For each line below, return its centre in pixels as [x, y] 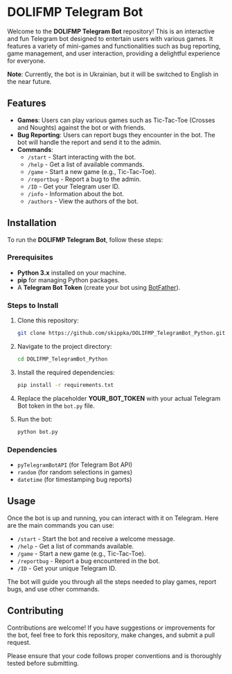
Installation [32, 223]
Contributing [35, 611]
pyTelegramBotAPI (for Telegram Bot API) [75, 465]
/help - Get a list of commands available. [75, 546]
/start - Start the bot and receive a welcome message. [96, 539]
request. [19, 642]
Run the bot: [35, 419]
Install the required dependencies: [66, 372]
